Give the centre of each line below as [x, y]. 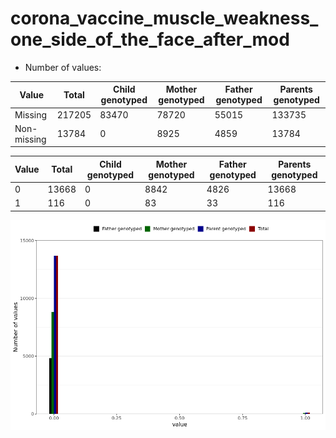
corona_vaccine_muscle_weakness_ [164, 18]
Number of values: [63, 67]
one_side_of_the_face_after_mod [150, 39]
